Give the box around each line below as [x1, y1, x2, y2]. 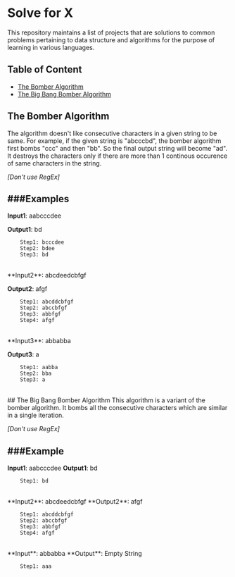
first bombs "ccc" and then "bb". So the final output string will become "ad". [7, 144, 228, 152]
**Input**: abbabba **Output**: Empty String [7, 550, 142, 558]
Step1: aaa [20, 563, 52, 570]
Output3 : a [7, 350, 40, 359]
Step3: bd [20, 252, 49, 259]
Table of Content [7, 63, 82, 75]
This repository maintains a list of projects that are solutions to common [7, 28, 215, 37]
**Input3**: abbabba [7, 337, 72, 345]
